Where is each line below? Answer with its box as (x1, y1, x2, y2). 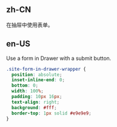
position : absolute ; (11, 71, 62, 78)
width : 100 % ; (11, 88, 44, 94)
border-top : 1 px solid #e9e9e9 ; (11, 110, 92, 116)
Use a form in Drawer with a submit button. (6, 55, 112, 62)
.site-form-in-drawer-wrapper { (6, 66, 86, 72)
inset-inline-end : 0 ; (11, 77, 65, 83)
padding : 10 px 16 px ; (11, 94, 62, 100)
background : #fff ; (11, 104, 58, 110)
